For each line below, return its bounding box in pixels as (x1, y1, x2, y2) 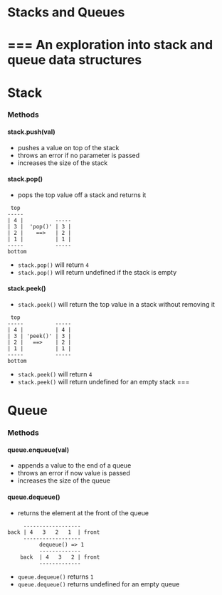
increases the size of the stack (17, 158, 108, 167)
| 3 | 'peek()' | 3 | (7, 332, 72, 340)
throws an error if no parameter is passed (17, 151, 140, 159)
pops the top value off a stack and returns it (17, 190, 147, 199)
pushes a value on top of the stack (17, 143, 120, 152)
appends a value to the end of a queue (17, 461, 132, 470)
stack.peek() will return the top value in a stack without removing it (17, 300, 216, 309)
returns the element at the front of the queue (17, 508, 149, 517)
